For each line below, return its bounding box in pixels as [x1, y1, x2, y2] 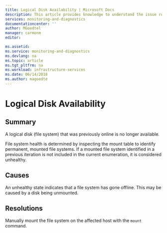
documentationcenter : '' [5, 21, 57, 26]
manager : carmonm [5, 30, 41, 35]
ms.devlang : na [5, 53, 37, 58]
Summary [5, 118, 36, 126]
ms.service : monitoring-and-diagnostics [5, 48, 90, 54]
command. [5, 223, 27, 229]
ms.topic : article [5, 58, 43, 63]
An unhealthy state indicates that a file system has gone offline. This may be [5, 184, 162, 190]
